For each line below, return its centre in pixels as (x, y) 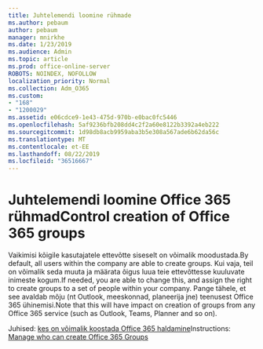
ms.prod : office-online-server (59, 67)
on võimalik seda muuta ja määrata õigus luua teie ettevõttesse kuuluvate (126, 272)
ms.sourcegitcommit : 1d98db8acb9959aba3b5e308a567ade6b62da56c (114, 132)
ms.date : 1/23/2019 (40, 45)
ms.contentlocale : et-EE (49, 147)
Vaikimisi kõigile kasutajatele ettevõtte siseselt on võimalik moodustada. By (128, 255)
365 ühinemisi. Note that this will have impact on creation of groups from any (132, 305)
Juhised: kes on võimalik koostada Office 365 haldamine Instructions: (120, 329)
